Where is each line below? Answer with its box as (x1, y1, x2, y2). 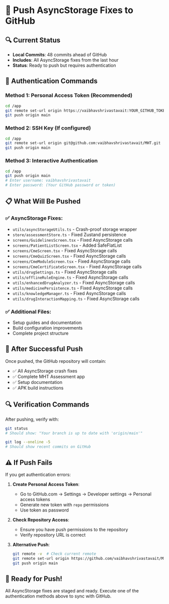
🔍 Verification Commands (5, 400, 90, 409)
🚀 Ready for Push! (5, 574, 63, 583)
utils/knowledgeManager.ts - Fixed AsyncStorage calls (12, 290, 126, 296)
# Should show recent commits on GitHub (5, 444, 92, 449)
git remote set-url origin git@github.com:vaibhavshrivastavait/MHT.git (5, 141, 161, 146)
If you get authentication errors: (5, 471, 71, 477)
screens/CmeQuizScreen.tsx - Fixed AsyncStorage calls (12, 253, 126, 259)
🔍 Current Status (5, 36, 61, 44)
